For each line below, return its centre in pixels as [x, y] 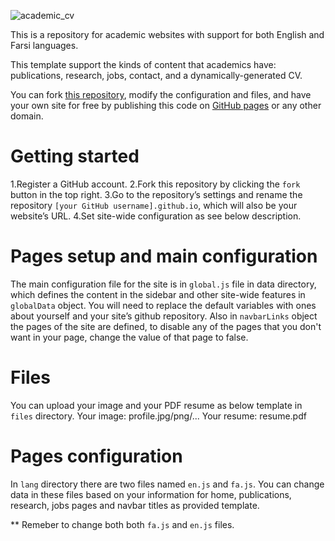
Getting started [75, 156]
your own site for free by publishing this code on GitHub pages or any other [166, 105]
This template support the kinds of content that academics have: [143, 64]
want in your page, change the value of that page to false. [129, 337]
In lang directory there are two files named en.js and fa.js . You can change [167, 484]
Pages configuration [96, 456]
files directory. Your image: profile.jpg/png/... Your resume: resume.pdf [158, 416]
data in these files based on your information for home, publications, [151, 494]
